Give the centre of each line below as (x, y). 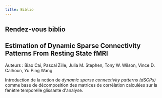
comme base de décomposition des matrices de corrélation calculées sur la (81, 85)
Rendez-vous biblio (35, 29)
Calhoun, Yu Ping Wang (29, 70)
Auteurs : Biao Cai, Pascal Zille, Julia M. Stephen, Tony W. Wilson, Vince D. (80, 65)
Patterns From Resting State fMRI (57, 53)
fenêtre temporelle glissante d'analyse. (44, 90)
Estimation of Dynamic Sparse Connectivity (73, 46)
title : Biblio (20, 10)
